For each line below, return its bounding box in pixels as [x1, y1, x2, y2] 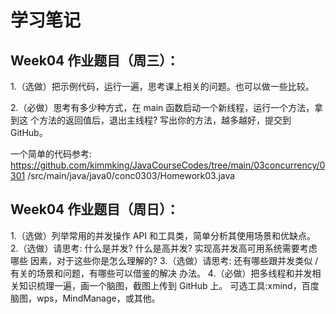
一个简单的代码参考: [10, 148, 93, 160]
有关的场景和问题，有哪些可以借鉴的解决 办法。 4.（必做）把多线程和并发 [10, 267, 313, 279]
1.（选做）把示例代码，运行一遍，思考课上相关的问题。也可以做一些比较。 [10, 81, 315, 92]
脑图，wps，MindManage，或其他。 [10, 292, 161, 304]
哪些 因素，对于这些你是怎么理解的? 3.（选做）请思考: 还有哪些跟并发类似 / [10, 254, 319, 266]
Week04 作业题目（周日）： [10, 201, 180, 218]
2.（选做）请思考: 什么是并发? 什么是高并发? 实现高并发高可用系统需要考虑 [10, 242, 318, 254]
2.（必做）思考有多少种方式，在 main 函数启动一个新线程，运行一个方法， [10, 102, 315, 113]
